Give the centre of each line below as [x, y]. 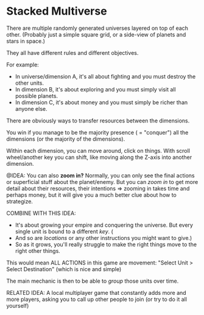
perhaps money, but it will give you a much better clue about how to [91, 195]
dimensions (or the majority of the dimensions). [66, 139]
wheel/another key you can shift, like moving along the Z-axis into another [99, 157]
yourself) [18, 305]
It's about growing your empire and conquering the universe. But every [104, 225]
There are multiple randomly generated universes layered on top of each [97, 28]
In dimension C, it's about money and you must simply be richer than [101, 102]
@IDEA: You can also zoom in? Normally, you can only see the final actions [100, 175]
